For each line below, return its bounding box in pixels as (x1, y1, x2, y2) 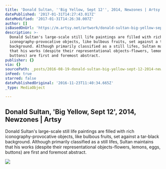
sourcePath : (5, 67, 30, 72)
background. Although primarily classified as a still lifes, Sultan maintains (5, 139, 154, 145)
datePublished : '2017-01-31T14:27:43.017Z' (5, 12, 96, 17)
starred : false (5, 76, 37, 81)
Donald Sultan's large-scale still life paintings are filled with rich (5, 129, 134, 135)
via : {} (5, 62, 21, 67)
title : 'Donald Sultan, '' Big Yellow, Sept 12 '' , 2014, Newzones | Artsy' (5, 7, 163, 12)
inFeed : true (5, 71, 32, 76)
